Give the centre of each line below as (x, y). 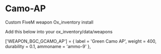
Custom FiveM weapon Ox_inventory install (49, 22)
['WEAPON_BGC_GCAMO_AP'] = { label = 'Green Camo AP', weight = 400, (81, 41)
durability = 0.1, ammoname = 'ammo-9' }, (48, 46)
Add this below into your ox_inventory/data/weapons (59, 31)
